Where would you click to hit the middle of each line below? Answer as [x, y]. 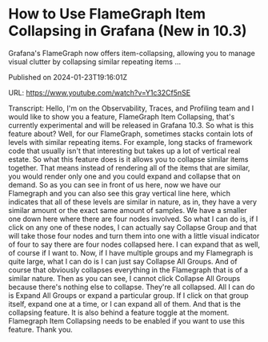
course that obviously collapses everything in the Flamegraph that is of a [128, 270]
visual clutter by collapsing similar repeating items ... [95, 62]
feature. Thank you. [41, 329]
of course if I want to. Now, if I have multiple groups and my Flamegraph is [131, 252]
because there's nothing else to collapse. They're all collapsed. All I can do [132, 287]
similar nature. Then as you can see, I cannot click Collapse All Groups [124, 278]
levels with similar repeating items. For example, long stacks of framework [130, 142]
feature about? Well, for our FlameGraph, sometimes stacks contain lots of [131, 134]
